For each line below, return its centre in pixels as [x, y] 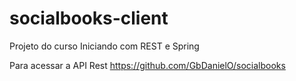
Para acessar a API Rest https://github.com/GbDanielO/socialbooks [147, 65]
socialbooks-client [89, 18]
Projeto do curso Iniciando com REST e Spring [104, 46]
